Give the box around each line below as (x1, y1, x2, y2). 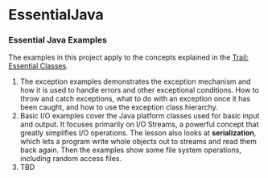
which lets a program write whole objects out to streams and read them (19, 137, 258, 147)
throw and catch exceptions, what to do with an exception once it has (19, 94, 251, 104)
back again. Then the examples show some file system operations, (19, 145, 241, 155)
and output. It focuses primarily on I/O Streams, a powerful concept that (19, 119, 259, 130)
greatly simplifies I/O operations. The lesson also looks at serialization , (19, 128, 257, 138)
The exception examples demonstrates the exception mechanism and (19, 77, 251, 86)
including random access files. (19, 154, 122, 164)
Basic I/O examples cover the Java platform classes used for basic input (19, 111, 260, 121)
